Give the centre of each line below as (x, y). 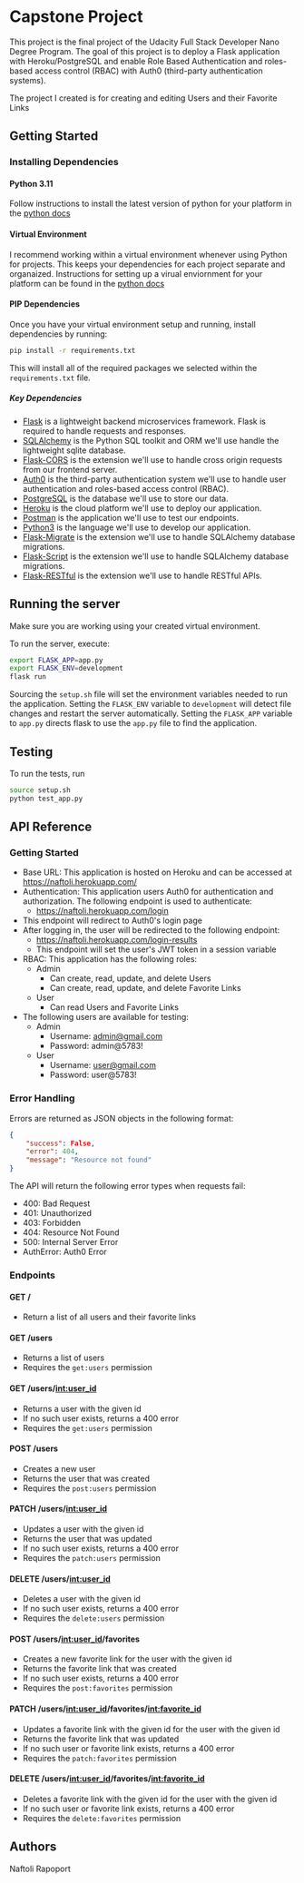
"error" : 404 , (52, 1152)
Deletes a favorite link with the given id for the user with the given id (150, 1799)
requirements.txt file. (50, 378)
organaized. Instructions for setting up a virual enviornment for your (136, 273)
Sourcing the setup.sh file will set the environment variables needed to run (149, 694)
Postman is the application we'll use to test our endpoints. (130, 517)
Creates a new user (59, 1468)
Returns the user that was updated (87, 1539)
